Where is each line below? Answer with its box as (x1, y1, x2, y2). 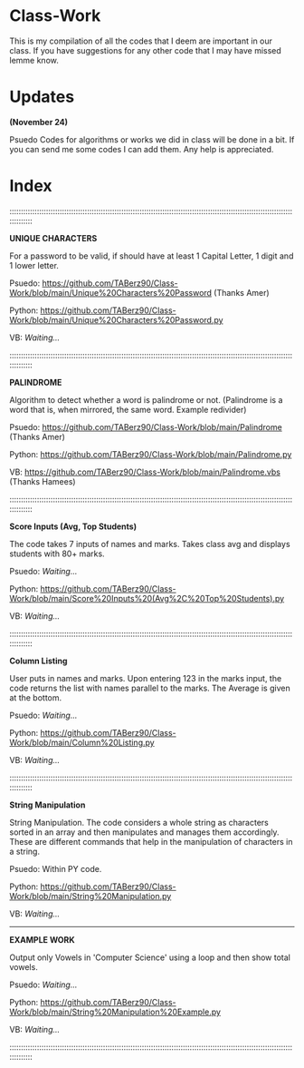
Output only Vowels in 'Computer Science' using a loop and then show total (9, 952, 291, 963)
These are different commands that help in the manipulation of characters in (9, 836, 293, 847)
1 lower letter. (9, 260, 59, 270)
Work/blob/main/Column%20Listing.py (9, 737, 156, 748)
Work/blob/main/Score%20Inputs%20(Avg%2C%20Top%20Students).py (9, 593, 285, 603)
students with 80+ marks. (9, 548, 106, 559)
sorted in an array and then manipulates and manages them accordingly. (9, 827, 280, 838)
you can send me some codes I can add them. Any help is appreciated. (9, 143, 274, 154)
